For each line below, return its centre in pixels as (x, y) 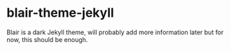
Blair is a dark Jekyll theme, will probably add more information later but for (115, 32)
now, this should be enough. (47, 39)
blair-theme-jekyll (61, 13)
